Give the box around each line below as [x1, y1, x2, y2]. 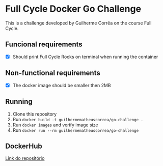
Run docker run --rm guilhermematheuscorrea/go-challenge [12, 127, 139, 133]
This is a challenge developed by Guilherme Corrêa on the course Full [5, 20, 152, 26]
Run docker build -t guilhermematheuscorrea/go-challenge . [12, 116, 144, 122]
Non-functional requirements [5, 69, 100, 77]
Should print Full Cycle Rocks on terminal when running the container [12, 53, 158, 60]
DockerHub [5, 142, 42, 150]
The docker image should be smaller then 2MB [12, 82, 111, 88]
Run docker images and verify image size [12, 122, 98, 128]
